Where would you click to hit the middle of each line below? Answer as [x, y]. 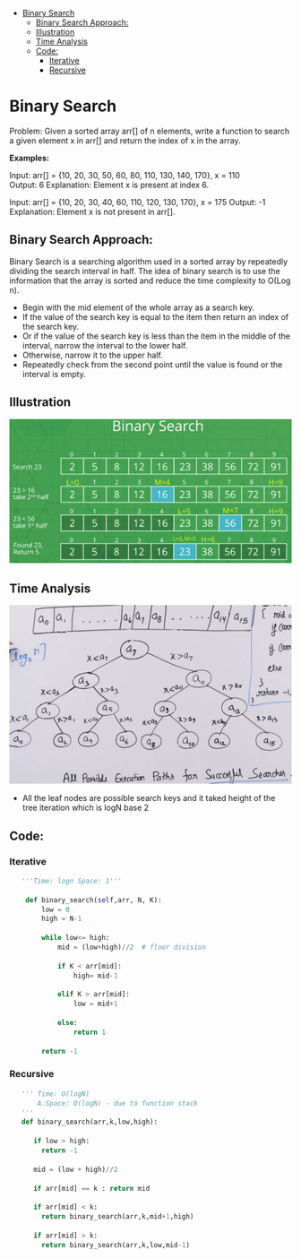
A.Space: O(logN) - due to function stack [118, 1103]
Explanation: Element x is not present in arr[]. [92, 211]
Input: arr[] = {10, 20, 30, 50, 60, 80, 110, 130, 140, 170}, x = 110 [125, 175]
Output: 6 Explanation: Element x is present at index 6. [109, 185]
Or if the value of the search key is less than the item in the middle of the [156, 336]
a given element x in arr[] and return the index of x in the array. [125, 140]
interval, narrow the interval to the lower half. [105, 345]
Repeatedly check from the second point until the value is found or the [152, 364]
